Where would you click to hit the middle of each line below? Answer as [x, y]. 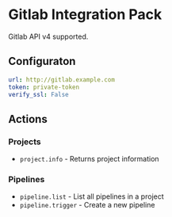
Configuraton [42, 61]
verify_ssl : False [38, 94]
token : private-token [44, 87]
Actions [28, 119]
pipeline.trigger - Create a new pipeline [87, 205]
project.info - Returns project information [90, 159]
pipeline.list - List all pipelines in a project [92, 196]
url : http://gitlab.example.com [61, 80]
